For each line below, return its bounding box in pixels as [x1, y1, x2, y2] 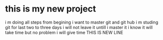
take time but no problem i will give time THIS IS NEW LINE [5, 29, 123, 35]
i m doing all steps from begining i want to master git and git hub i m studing [5, 19, 158, 25]
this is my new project [5, 3, 96, 14]
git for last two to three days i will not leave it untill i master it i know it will [5, 24, 153, 30]
